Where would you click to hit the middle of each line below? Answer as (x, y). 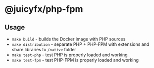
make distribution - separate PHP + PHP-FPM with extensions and (80, 44)
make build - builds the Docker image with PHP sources (69, 39)
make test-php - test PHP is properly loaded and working (70, 55)
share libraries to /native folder (44, 50)
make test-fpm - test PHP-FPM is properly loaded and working (75, 60)
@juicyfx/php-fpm (44, 9)
